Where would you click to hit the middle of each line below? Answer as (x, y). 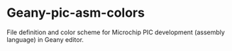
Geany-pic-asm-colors (76, 13)
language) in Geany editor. (45, 39)
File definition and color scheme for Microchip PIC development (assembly (116, 32)
